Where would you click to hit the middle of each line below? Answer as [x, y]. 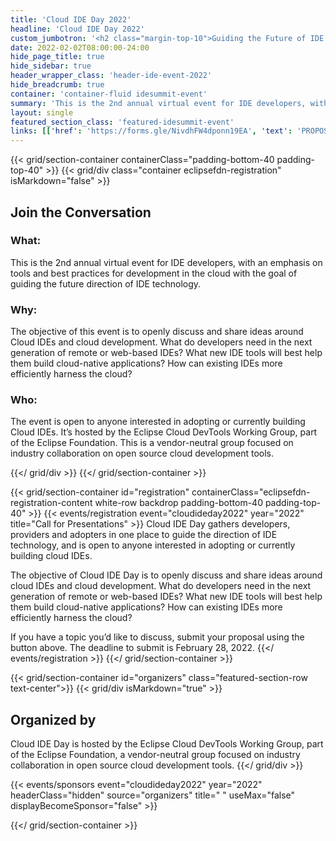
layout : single [42, 112]
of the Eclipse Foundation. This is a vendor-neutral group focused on [152, 443]
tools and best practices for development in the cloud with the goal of [154, 273]
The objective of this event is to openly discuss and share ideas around [157, 332]
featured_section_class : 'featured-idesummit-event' [122, 122]
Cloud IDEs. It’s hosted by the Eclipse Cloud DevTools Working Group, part [164, 432]
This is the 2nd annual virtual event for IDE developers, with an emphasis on [166, 262]
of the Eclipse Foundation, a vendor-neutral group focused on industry [155, 755]
